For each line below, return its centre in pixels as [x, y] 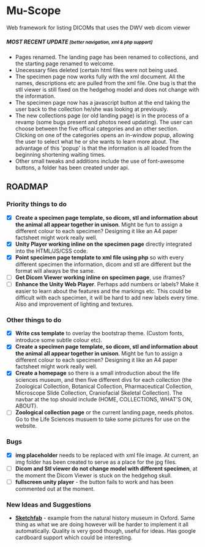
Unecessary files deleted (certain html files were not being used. [97, 70]
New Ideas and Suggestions [49, 504]
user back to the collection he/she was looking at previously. [91, 109]
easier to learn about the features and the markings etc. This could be [103, 291]
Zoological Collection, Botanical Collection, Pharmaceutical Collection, [104, 387]
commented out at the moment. [55, 489]
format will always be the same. [55, 270]
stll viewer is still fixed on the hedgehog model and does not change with [107, 89]
